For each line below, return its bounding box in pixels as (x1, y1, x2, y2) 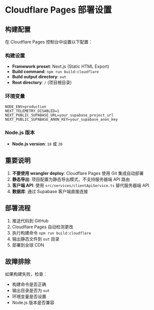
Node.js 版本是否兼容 (12, 300, 55, 306)
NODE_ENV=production (5, 104, 47, 109)
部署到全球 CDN (12, 242, 45, 248)
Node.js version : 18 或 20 (12, 141, 63, 147)
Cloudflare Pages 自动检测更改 (12, 224, 74, 230)
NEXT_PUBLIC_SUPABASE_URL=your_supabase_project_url (5, 112, 114, 118)
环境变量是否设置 (12, 294, 46, 299)
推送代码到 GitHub (12, 217, 49, 223)
